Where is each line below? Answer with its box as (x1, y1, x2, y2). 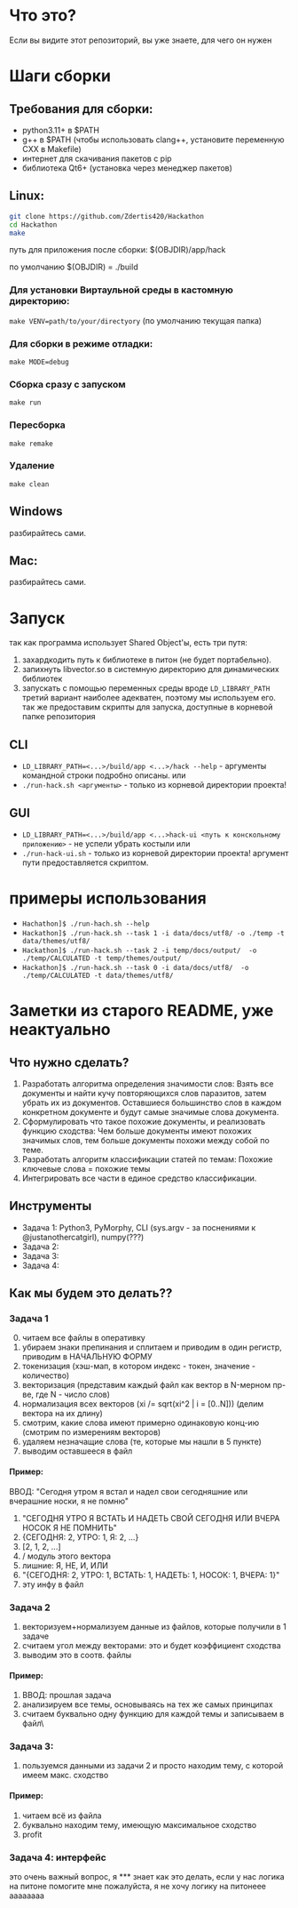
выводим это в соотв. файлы (21, 1649, 132, 1660)
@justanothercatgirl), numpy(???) (21, 1231, 145, 1242)
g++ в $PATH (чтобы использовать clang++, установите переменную (21, 134, 286, 145)
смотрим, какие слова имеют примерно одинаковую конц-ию (21, 1417, 260, 1428)
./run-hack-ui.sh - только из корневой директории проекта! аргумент (21, 848, 289, 859)
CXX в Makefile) (21, 143, 82, 154)
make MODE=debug (9, 357, 69, 366)
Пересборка (9, 419, 66, 431)
